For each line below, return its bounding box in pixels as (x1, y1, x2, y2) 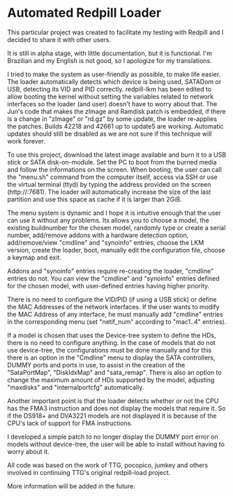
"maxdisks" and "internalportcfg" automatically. (7, 383, 144, 391)
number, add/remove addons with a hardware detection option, (7, 231, 189, 239)
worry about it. (7, 447, 50, 455)
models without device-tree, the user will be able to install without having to (7, 439, 225, 448)
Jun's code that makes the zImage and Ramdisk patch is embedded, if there (7, 107, 226, 115)
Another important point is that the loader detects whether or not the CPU (7, 397, 219, 405)
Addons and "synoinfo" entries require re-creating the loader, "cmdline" (7, 267, 214, 275)
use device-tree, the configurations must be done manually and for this (7, 346, 212, 354)
